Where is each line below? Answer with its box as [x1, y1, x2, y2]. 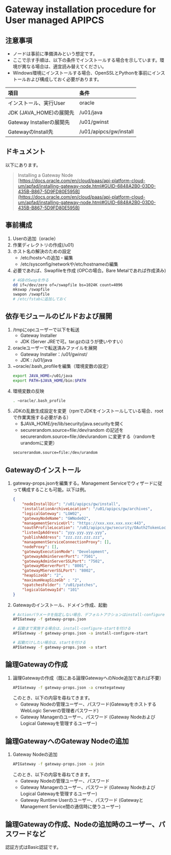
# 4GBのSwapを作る [12, 277, 49, 282]
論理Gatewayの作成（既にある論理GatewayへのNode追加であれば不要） [12, 674, 164, 681]
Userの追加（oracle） [12, 235, 59, 242]
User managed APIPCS [5, 14, 105, 26]
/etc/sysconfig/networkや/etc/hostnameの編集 [20, 261, 118, 267]
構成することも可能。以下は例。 [21, 487, 89, 493]
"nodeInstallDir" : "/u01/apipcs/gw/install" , [22, 501, 121, 507]
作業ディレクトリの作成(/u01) [12, 242, 74, 248]
